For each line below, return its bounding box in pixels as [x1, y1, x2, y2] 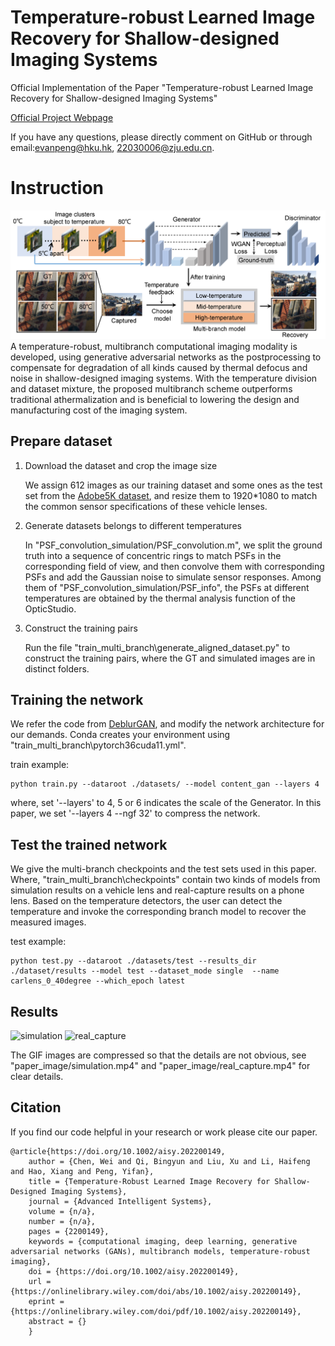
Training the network [10, 692, 144, 708]
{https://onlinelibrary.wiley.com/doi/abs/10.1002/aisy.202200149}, [10, 1286, 302, 1296]
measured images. [10, 916, 87, 928]
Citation [10, 1099, 62, 1116]
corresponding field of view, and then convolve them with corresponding [24, 560, 325, 572]
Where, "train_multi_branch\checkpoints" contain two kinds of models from [10, 874, 321, 886]
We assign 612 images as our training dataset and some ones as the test [24, 479, 323, 491]
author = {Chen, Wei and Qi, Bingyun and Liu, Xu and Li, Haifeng [28, 1156, 311, 1166]
